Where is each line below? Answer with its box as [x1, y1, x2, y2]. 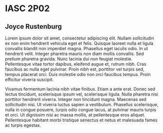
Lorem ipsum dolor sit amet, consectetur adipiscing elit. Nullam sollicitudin [5, 35, 154, 41]
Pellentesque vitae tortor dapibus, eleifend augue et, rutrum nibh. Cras [5, 61, 146, 67]
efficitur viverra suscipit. [5, 76, 54, 82]
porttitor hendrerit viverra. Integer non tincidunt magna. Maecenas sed [5, 96, 147, 102]
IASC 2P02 [5, 3, 50, 14]
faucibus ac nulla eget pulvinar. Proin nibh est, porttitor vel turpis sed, [5, 66, 145, 72]
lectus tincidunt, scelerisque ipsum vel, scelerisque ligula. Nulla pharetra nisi [5, 91, 158, 97]
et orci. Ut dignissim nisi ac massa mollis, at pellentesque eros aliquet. [5, 112, 145, 117]
